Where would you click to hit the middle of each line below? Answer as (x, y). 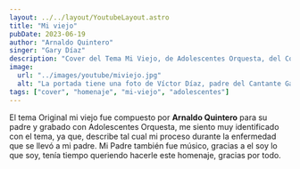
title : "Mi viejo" (43, 26)
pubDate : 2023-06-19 (48, 34)
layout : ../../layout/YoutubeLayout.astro (89, 17)
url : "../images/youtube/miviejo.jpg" (90, 76)
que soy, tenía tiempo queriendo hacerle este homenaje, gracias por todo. (145, 155)
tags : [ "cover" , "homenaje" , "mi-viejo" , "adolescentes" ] (119, 92)
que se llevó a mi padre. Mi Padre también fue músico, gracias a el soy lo (144, 145)
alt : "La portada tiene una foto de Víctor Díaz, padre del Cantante (149, 84)
